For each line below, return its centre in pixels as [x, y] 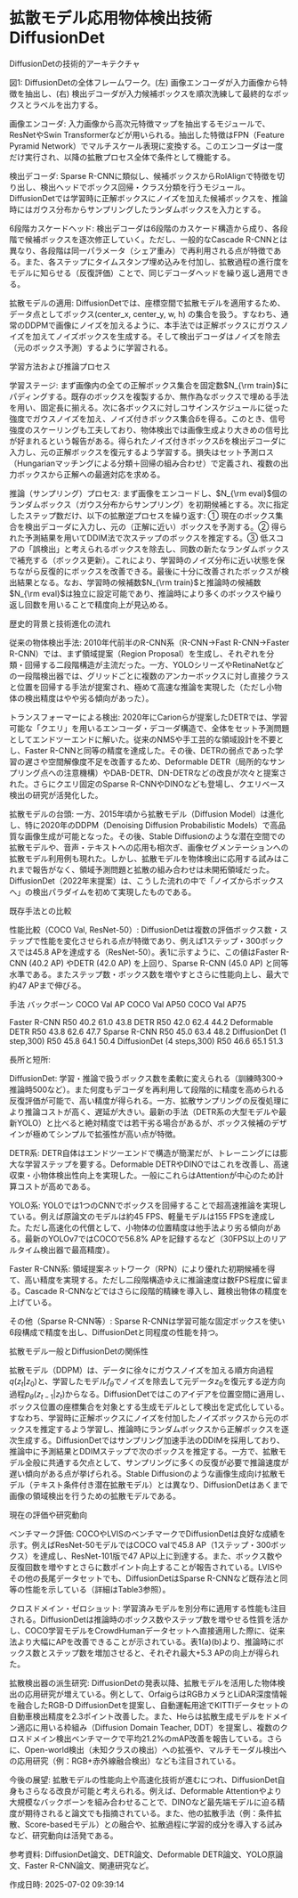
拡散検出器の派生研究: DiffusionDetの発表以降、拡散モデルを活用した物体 [143, 1682]
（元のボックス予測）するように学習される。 [91, 347]
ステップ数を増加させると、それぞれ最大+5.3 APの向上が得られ [164, 1652]
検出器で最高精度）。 [77, 1250]
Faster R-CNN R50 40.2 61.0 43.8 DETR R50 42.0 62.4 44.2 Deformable [141, 1022]
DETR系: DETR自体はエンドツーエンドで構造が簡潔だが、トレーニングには [145, 1153]
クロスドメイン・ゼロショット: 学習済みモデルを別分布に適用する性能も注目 [148, 1608]
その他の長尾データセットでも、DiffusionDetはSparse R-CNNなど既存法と [145, 1578]
